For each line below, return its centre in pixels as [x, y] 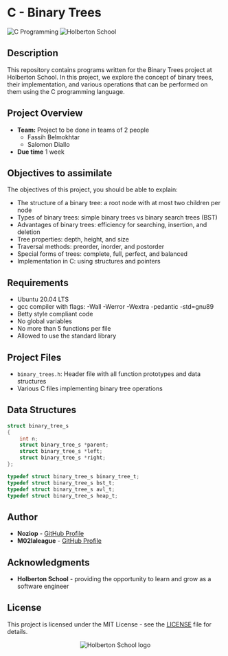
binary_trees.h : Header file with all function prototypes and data [109, 374]
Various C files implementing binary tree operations [90, 388]
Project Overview [45, 114]
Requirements [38, 283]
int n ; [29, 438]
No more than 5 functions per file [64, 329]
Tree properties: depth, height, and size [73, 239]
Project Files [34, 357]
